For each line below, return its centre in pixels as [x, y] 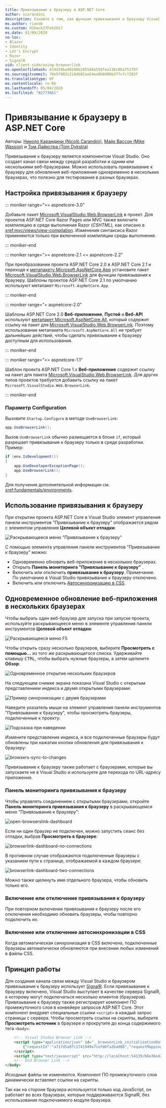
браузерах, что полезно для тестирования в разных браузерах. [72, 177]
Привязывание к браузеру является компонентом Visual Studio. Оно [77, 156]
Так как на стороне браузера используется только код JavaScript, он [78, 1090]
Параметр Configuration [36, 408]
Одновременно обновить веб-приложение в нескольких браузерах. [84, 562]
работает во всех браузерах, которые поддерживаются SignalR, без [77, 1095]
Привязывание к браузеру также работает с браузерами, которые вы [79, 767]
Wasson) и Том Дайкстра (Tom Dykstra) [47, 147]
